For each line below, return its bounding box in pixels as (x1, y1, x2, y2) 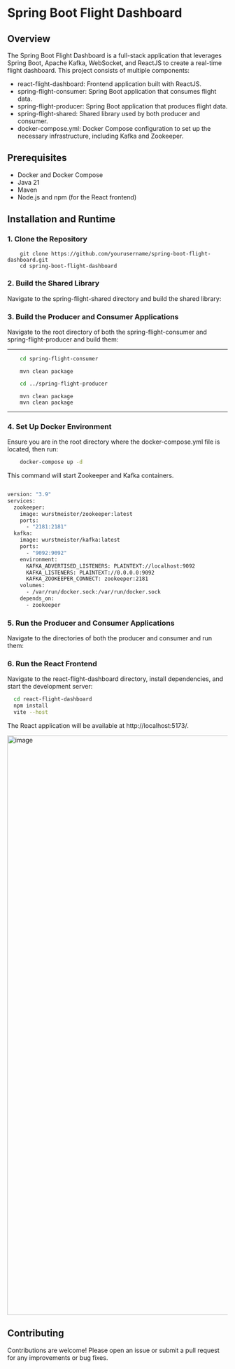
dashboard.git (7, 256, 49, 263)
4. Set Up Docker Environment (7, 421, 112, 431)
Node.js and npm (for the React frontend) (17, 192, 137, 201)
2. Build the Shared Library (7, 279, 100, 288)
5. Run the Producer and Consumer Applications (7, 618, 175, 628)
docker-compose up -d (20, 458, 83, 466)
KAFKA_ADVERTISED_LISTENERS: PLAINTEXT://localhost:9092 (25, 562, 196, 570)
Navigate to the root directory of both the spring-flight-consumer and (7, 328, 208, 337)
